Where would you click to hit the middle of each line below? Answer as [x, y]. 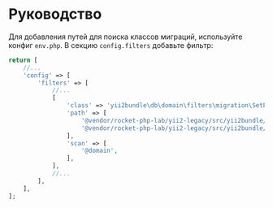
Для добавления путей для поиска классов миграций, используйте [126, 37]
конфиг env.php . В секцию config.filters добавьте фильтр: [111, 45]
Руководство [55, 14]
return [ [23, 60]
